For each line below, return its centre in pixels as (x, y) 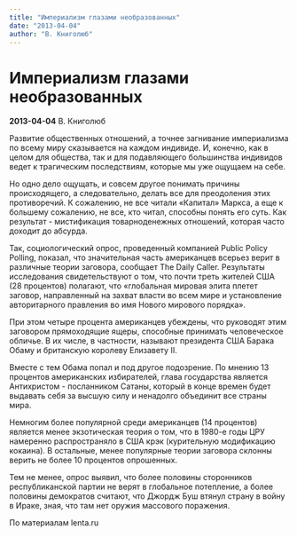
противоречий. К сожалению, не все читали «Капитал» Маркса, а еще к (146, 203)
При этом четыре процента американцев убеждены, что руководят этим (148, 322)
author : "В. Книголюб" (51, 34)
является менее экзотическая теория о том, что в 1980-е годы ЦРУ (137, 432)
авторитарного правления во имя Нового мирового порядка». (128, 305)
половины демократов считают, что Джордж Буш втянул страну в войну (147, 496)
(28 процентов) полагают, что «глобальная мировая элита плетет (134, 286)
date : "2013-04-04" (45, 26)
